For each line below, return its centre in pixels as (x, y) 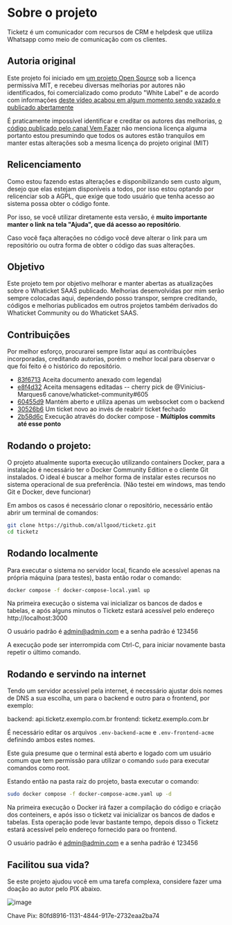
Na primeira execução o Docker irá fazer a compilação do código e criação (114, 807)
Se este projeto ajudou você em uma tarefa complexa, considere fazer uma (114, 881)
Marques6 (32, 395)
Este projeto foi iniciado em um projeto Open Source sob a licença (101, 78)
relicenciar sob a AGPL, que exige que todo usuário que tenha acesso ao (111, 196)
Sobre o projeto (52, 13)
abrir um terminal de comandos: (53, 512)
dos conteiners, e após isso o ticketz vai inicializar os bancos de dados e (111, 815)
